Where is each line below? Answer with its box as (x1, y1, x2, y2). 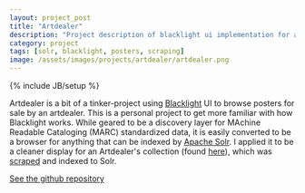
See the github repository (9, 173, 104, 184)
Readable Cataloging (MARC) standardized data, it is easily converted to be (9, 127, 292, 137)
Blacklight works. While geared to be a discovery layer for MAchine (9, 117, 261, 128)
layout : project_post (9, 13, 92, 23)
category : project (9, 38, 79, 48)
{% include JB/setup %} (9, 81, 100, 91)
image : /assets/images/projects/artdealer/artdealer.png (9, 55, 230, 64)
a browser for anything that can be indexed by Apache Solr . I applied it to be (9, 137, 294, 147)
